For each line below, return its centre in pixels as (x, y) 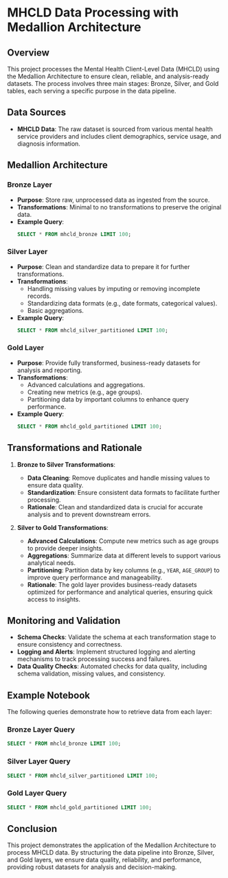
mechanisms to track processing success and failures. (94, 659)
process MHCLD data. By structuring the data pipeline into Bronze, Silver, (111, 853)
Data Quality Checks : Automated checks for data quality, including (112, 667)
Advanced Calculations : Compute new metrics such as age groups (123, 541)
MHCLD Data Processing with (93, 13)
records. (39, 296)
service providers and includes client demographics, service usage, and (119, 136)
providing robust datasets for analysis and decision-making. (92, 867)
